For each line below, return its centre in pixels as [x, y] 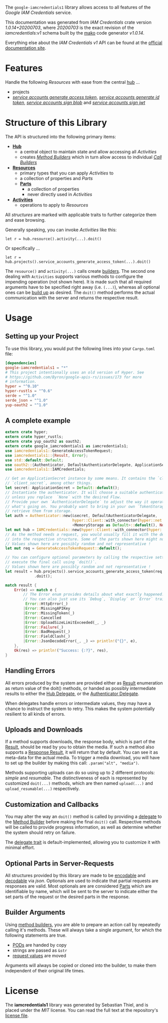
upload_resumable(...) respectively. [42, 789]
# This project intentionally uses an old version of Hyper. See [74, 372]
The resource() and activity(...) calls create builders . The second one [80, 271]
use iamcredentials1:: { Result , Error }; [47, 455]
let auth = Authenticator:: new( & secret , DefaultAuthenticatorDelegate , [81, 516]
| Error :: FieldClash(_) [47, 636]
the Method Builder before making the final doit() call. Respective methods [83, 822]
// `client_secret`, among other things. [49, 483]
